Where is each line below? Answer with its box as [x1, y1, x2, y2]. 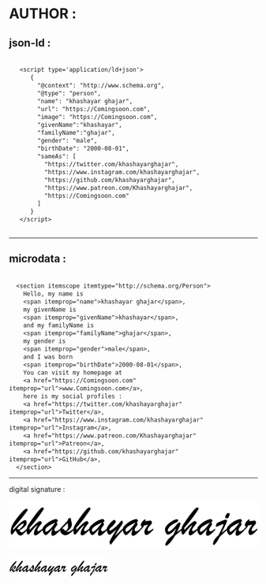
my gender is [23, 337, 66, 345]
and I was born [23, 352, 73, 361]
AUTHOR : [9, 5, 77, 23]
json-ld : [9, 36, 51, 50]
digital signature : [9, 484, 66, 493]
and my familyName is [23, 321, 94, 329]
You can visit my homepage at [23, 368, 123, 377]
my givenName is [23, 305, 77, 314]
